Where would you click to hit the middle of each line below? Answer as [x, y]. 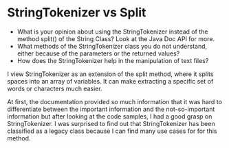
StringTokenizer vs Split [77, 13]
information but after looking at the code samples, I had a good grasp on [110, 116]
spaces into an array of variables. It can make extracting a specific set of [110, 81]
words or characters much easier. [55, 88]
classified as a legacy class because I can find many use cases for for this [112, 131]
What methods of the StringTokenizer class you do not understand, [112, 46]
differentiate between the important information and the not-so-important [111, 109]
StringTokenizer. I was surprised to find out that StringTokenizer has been [111, 123]
